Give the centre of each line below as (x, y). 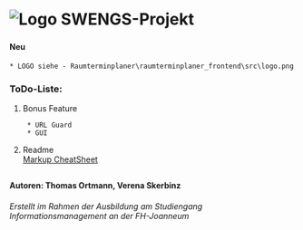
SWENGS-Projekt (127, 19)
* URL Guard (49, 125)
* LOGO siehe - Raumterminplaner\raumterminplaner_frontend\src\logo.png (152, 66)
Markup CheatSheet (60, 159)
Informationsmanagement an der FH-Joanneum (99, 216)
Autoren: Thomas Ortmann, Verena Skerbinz (95, 186)
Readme (38, 150)
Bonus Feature (50, 109)
